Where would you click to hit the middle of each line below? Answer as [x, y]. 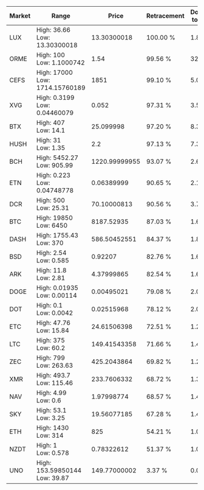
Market [20, 16]
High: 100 [51, 55]
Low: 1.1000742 [60, 62]
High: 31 [49, 140]
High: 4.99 [51, 393]
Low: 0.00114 [56, 296]
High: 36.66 [53, 30]
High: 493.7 [53, 375]
